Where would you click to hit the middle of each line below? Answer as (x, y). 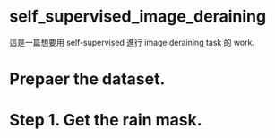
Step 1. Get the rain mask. (106, 121)
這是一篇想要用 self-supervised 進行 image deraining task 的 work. (132, 42)
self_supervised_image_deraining (138, 17)
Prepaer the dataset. (87, 79)
